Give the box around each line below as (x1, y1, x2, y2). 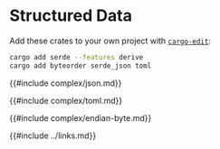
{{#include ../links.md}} (9, 130, 97, 141)
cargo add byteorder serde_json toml (9, 61, 152, 70)
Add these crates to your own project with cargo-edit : (9, 35, 211, 46)
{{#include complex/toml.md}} (9, 95, 123, 106)
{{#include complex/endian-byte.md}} (9, 112, 152, 123)
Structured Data (9, 5, 133, 26)
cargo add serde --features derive (9, 52, 144, 61)
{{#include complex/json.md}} (9, 78, 122, 88)
